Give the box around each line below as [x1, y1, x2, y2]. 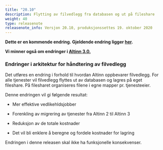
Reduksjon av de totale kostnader [12, 120, 80, 126]
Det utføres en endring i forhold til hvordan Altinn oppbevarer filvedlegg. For [5, 72, 159, 78]
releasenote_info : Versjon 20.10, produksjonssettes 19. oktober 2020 [5, 26, 153, 30]
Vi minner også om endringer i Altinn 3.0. [5, 49, 91, 55]
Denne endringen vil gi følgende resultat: [5, 92, 88, 98]
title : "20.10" [5, 7, 36, 12]
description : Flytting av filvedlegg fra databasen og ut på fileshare [5, 12, 155, 17]
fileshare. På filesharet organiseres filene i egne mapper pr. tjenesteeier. [5, 82, 151, 89]
